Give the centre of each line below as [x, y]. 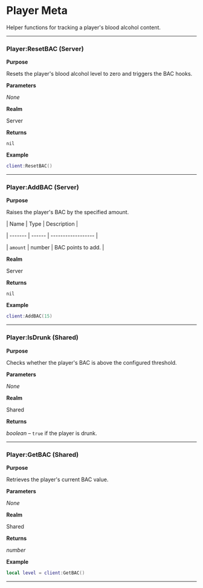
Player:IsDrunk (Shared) [42, 337]
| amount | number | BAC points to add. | [55, 248]
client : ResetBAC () [29, 166]
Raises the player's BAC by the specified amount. [68, 212]
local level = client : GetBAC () [46, 573]
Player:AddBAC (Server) [43, 188]
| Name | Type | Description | [42, 224]
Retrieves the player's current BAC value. [57, 479]
